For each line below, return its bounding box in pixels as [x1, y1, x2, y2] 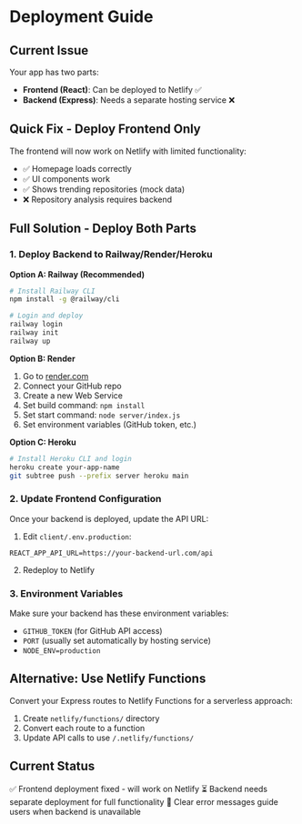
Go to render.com [22, 370, 89, 381]
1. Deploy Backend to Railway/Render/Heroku [9, 248, 213, 261]
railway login [9, 320, 64, 329]
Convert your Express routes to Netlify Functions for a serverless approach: [9, 695, 293, 706]
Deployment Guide [9, 6, 154, 27]
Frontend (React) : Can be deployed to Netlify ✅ [22, 85, 202, 95]
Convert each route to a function [22, 722, 146, 733]
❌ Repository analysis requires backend [22, 194, 173, 205]
